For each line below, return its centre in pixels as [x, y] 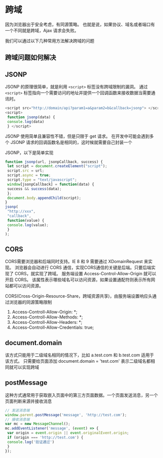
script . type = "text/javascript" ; [42, 180]
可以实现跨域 [26, 367]
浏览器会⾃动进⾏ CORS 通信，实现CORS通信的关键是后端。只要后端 [83, 267]
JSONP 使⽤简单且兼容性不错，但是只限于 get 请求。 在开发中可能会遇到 [77, 136]
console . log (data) [26, 122]
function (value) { [26, 220]
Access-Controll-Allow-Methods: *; [48, 317]
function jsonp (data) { [31, 117]
